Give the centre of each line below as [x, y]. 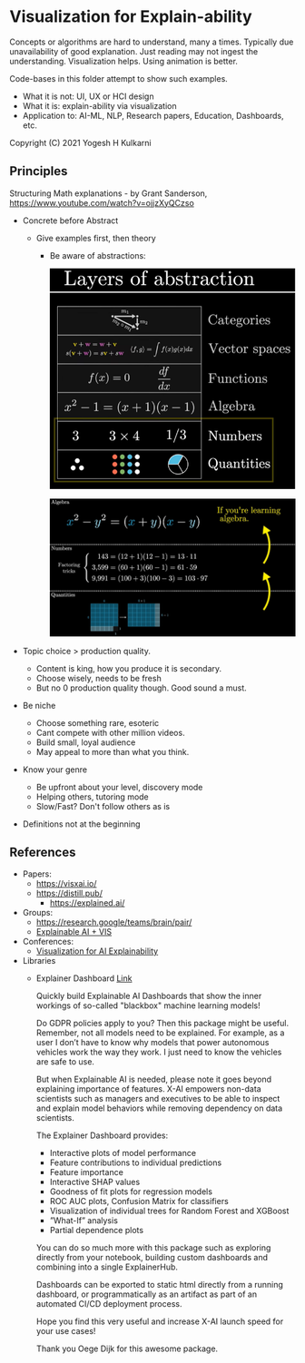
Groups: [37, 913]
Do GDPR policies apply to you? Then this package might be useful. [162, 1024]
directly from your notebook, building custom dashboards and [152, 1258]
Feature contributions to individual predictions [136, 1162]
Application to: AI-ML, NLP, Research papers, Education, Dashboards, [153, 115]
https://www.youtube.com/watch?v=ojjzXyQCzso [102, 202]
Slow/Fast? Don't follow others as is [103, 806]
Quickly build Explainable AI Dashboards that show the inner [149, 996]
